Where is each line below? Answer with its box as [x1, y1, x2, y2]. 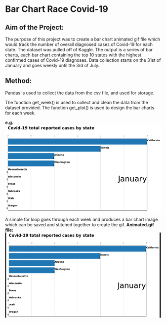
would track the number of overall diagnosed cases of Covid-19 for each [5, 41, 153, 47]
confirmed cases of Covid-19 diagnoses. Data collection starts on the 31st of [5, 57, 161, 63]
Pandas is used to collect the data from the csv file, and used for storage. [5, 90, 155, 96]
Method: [5, 77, 32, 85]
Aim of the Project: [5, 23, 64, 32]
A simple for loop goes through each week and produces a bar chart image [5, 216, 158, 222]
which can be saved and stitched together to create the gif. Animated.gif [5, 221, 154, 228]
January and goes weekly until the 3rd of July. [5, 63, 100, 68]
